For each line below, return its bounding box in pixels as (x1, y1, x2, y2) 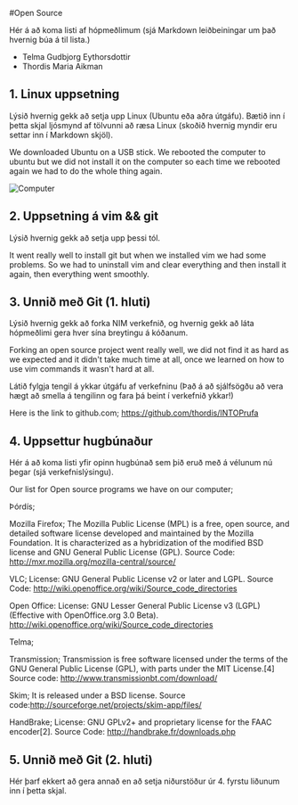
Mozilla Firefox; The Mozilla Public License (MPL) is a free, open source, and (9, 519, 290, 530)
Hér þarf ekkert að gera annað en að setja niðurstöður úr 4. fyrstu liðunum (9, 776, 280, 787)
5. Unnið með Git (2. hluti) (9, 752, 153, 768)
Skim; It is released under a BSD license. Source (9, 690, 186, 701)
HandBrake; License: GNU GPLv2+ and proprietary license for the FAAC (9, 717, 272, 727)
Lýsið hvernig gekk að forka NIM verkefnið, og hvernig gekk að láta (9, 318, 255, 329)
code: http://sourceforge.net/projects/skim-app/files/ (9, 700, 202, 711)
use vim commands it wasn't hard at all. (9, 364, 155, 374)
